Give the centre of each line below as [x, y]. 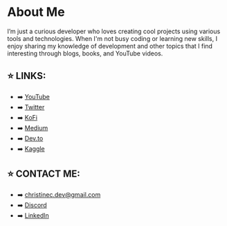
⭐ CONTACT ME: [44, 174]
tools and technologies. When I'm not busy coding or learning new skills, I [112, 38]
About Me [36, 12]
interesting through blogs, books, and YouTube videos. [85, 53]
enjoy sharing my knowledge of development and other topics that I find [110, 46]
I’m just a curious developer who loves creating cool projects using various [114, 31]
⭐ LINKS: [27, 76]
